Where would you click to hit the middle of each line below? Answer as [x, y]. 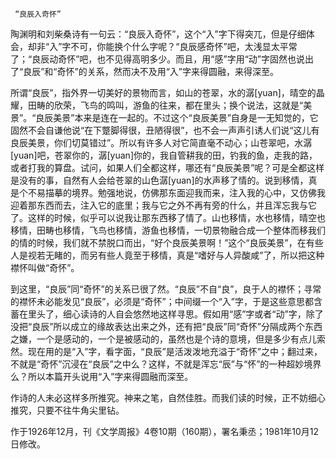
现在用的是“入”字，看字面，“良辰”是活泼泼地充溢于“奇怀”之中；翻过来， [175, 351]
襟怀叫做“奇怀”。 [45, 267]
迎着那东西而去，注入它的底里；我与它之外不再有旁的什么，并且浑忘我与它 [163, 205]
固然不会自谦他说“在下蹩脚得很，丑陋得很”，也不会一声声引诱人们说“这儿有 [165, 130]
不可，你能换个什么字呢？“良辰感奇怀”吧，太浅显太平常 [184, 46]
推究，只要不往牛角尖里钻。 [67, 410]
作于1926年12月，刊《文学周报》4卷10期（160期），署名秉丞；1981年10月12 [165, 431]
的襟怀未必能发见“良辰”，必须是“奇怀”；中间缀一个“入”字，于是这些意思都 [162, 301]
